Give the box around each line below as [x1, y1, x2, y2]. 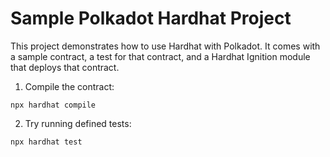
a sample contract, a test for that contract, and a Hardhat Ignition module [10, 50, 311, 62]
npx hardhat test [10, 137, 83, 147]
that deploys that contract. [10, 61, 120, 73]
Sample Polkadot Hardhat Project [10, 7, 292, 30]
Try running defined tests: [24, 117, 132, 129]
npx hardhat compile [10, 100, 97, 110]
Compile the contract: [24, 80, 115, 92]
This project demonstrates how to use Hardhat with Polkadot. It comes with [10, 40, 321, 52]
